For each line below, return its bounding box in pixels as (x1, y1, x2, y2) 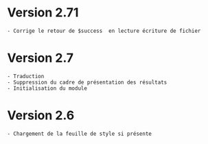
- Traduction (7, 73, 45, 80)
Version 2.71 (7, 5, 79, 21)
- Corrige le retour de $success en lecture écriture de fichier (7, 27, 201, 34)
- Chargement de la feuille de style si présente (7, 130, 152, 137)
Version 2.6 (7, 108, 75, 123)
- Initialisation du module (7, 84, 88, 92)
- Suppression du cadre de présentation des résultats (7, 79, 167, 86)
